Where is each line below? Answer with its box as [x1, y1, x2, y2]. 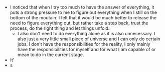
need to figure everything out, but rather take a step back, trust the [10, 20, 149, 26]
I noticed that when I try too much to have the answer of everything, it [10, 4, 154, 10]
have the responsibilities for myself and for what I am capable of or [17, 47, 156, 52]
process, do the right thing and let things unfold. [10, 25, 110, 31]
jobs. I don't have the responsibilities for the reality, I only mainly [17, 41, 150, 47]
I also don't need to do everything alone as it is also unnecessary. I [17, 31, 155, 36]
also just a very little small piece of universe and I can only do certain [17, 36, 160, 42]
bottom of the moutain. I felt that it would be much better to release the [10, 15, 157, 20]
